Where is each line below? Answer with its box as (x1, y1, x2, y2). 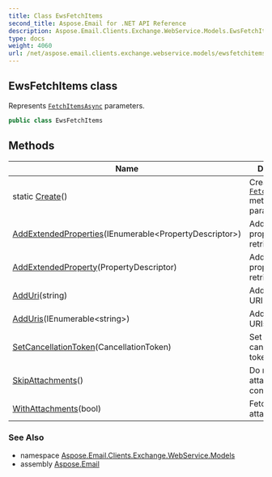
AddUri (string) (12, 289, 68, 301)
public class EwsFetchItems (8, 116, 104, 125)
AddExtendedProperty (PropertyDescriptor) (12, 261, 177, 272)
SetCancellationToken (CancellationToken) (12, 341, 172, 352)
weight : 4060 (8, 42, 53, 50)
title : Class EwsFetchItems (8, 11, 104, 20)
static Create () (12, 191, 68, 202)
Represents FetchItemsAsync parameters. (8, 100, 146, 110)
